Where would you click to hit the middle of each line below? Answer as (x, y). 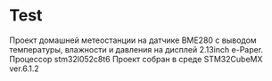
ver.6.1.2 (25, 69)
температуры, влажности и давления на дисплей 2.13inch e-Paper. (136, 49)
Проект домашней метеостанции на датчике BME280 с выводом (133, 40)
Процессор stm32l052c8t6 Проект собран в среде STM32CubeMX (136, 59)
